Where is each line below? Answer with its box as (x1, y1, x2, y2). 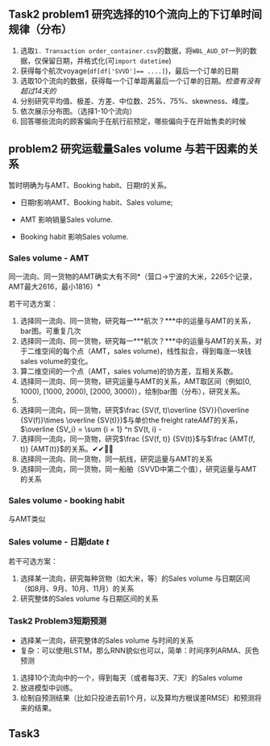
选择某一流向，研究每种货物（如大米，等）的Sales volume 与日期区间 (19, 573, 251, 583)
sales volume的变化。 (19, 356, 93, 365)
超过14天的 (19, 85, 56, 95)
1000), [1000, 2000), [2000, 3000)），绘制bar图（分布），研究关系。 (19, 386, 244, 396)
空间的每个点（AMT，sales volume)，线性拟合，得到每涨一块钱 (41, 346, 252, 356)
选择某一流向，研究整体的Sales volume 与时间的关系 (19, 636, 194, 645)
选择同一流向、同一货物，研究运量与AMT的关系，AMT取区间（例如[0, (19, 376, 252, 386)
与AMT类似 (8, 515, 46, 524)
